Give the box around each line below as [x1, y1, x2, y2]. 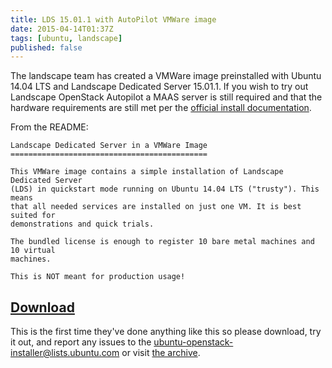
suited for [10, 211, 56, 221]
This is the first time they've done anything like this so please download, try [10, 326, 322, 338]
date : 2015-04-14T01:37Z [10, 24, 114, 34]
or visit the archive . [121, 347, 201, 359]
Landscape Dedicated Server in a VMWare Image [10, 141, 208, 151]
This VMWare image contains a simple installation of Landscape [10, 167, 284, 177]
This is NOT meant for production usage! [10, 272, 186, 282]
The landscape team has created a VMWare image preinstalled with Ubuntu [10, 70, 322, 82]
